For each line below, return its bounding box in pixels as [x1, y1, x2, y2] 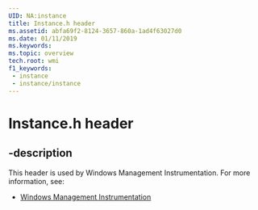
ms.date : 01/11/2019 [8, 34, 78, 43]
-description [8, 146, 73, 160]
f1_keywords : [8, 65, 52, 73]
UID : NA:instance [8, 11, 67, 20]
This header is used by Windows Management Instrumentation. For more [8, 167, 251, 178]
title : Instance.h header [8, 19, 95, 27]
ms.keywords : [8, 42, 52, 50]
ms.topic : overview [8, 49, 74, 57]
